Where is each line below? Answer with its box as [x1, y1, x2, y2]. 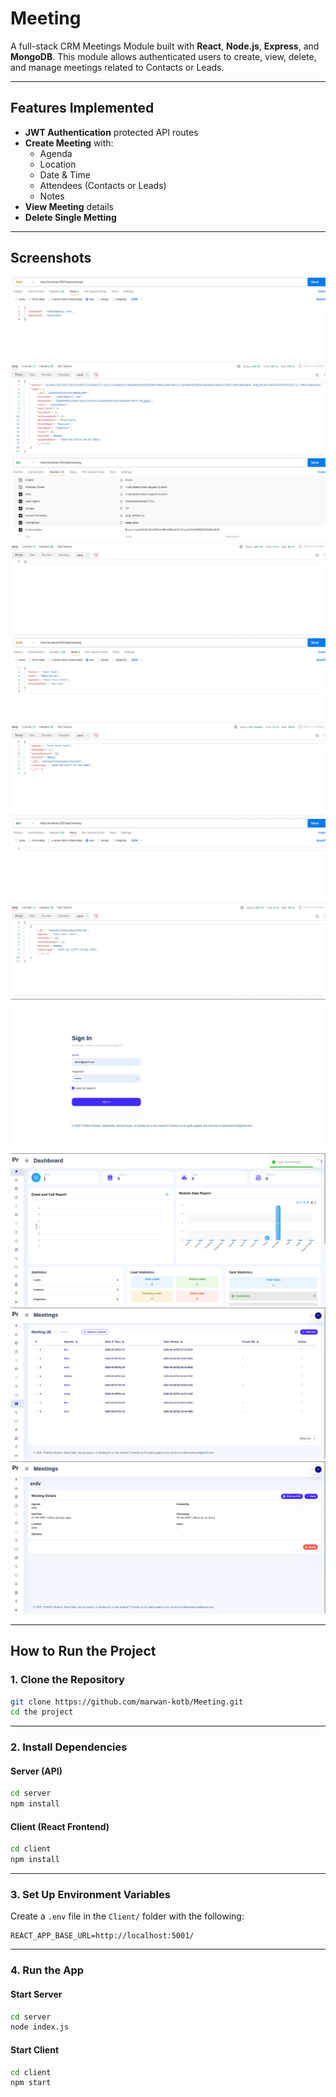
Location [39, 158, 77, 170]
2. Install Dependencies [10, 1740, 128, 1754]
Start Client [10, 2043, 60, 2056]
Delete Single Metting [24, 211, 117, 223]
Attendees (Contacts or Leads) [39, 179, 167, 191]
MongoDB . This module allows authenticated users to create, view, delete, [10, 50, 317, 62]
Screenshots [10, 250, 92, 267]
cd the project [10, 1707, 74, 1717]
